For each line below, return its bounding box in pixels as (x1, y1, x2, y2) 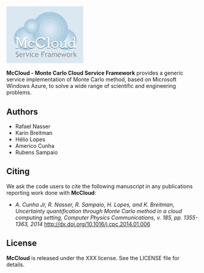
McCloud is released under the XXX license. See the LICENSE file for (6, 254, 180, 261)
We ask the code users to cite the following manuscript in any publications (6, 183, 193, 190)
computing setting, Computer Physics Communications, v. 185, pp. (15, 214, 183, 221)
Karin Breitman (15, 129, 53, 137)
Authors (6, 106, 38, 117)
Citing (6, 166, 30, 177)
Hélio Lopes (15, 136, 46, 143)
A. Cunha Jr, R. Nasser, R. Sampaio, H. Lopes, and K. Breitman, (15, 201, 175, 208)
